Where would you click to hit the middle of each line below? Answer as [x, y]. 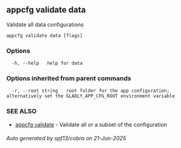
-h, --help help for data [47, 63]
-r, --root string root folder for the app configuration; [91, 91]
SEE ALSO [22, 111]
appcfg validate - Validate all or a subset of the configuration [91, 124]
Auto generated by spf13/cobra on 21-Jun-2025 [66, 138]
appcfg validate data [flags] [45, 36]
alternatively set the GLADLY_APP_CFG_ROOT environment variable [90, 96]
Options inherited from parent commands [69, 79]
